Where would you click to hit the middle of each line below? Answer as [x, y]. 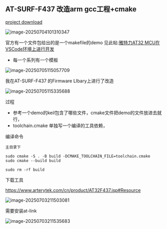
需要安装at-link [21, 210]
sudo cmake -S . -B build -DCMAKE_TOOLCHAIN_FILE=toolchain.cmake [78, 156]
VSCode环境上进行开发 [30, 49]
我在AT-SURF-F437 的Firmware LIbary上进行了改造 [60, 81]
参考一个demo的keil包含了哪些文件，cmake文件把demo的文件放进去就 [87, 113]
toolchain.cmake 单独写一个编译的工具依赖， [60, 126]
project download [24, 22]
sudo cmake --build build [33, 161]
